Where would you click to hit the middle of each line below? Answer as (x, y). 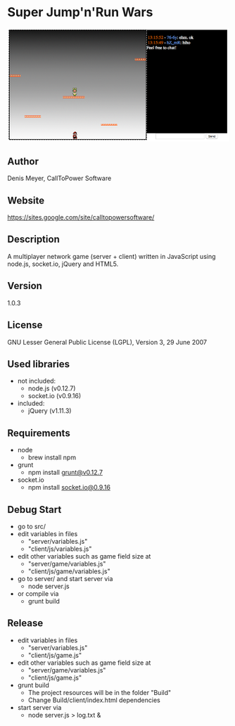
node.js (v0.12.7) (52, 388)
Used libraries (39, 364)
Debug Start (34, 510)
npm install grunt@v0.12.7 (65, 473)
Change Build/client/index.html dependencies (94, 700)
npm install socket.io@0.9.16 (69, 488)
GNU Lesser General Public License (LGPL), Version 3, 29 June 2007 (107, 342)
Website (26, 200)
